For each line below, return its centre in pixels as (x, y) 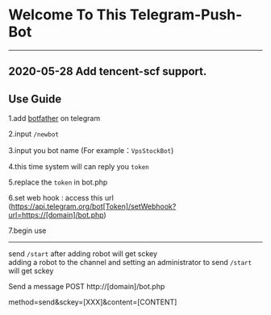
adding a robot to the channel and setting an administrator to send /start (130, 263)
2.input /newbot (33, 134)
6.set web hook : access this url (61, 198)
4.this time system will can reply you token (79, 167)
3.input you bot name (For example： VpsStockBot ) (91, 151)
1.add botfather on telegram (54, 118)
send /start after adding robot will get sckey (83, 254)
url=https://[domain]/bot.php (56, 215)
